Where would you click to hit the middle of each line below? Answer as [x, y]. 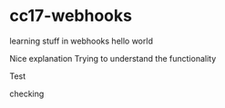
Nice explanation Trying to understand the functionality [113, 58]
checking [27, 93]
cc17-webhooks [71, 16]
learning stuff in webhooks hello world [81, 41]
